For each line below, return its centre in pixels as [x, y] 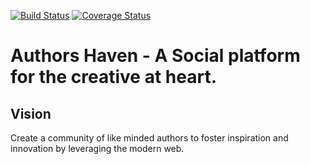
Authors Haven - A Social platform [155, 56]
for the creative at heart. [113, 77]
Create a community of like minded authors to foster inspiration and [149, 138]
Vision [31, 113]
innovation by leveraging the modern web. [97, 148]
